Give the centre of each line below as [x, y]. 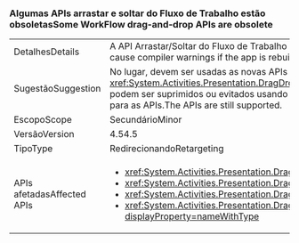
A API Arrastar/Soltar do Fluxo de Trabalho [198, 46]
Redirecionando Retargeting [167, 149]
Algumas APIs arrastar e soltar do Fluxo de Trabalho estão [137, 13]
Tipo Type [33, 149]
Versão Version [44, 134]
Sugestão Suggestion [57, 89]
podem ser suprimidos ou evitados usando [199, 94]
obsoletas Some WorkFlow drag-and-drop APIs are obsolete [141, 24]
